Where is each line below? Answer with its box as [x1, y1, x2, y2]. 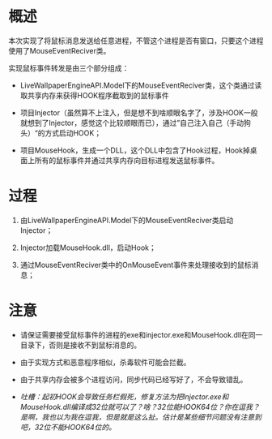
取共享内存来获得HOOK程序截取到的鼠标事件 [19, 90, 170, 100]
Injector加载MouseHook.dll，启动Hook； [19, 243, 156, 252]
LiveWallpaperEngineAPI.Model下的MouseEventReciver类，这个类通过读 [19, 80, 262, 90]
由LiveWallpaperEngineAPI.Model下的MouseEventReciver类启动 [19, 215, 234, 225]
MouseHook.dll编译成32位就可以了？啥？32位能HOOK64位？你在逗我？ [19, 402, 261, 411]
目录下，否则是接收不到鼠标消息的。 [19, 340, 142, 350]
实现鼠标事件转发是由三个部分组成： [8, 62, 130, 73]
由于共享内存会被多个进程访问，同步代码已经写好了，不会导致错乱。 [19, 374, 248, 384]
